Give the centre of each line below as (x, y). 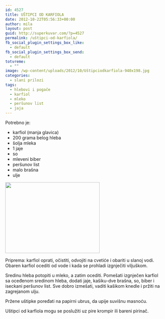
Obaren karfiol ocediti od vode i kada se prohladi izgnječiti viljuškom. (76, 266)
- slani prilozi (27, 80)
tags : (11, 85)
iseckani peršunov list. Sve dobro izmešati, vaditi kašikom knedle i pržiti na (82, 286)
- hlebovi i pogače (30, 89)
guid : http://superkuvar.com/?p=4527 (45, 33)
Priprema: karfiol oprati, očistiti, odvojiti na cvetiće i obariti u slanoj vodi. (80, 260)
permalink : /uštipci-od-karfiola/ (42, 38)
